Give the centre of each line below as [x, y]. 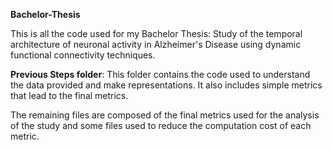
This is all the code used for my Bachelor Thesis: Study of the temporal [156, 33]
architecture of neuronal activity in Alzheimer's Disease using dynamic [156, 44]
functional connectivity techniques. [83, 55]
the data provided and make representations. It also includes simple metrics [166, 85]
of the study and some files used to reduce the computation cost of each [161, 125]
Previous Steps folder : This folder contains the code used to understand [160, 74]
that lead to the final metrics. [69, 95]
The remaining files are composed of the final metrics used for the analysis [165, 115]
